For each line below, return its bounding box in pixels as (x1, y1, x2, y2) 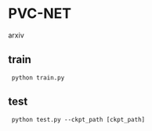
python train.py (11, 73, 65, 82)
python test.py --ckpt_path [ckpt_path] (11, 115, 146, 123)
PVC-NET (8, 5, 72, 23)
